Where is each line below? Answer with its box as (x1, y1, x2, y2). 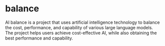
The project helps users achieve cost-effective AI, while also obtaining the (5, 30, 158, 36)
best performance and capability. (5, 35, 74, 41)
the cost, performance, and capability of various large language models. (5, 24, 153, 30)
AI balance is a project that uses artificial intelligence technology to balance (5, 19, 160, 25)
